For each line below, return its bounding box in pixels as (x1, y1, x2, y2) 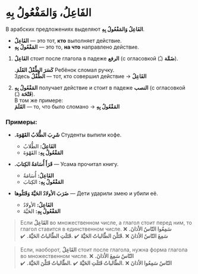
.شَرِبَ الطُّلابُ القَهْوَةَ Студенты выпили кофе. (14, 131, 122, 139)
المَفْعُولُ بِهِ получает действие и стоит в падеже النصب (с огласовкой (14, 84, 186, 91)
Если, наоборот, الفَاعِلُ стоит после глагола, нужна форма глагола (20, 246, 188, 253)
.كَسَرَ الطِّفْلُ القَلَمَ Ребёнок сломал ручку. (14, 66, 115, 74)
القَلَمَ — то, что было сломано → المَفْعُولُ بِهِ (14, 103, 120, 110)
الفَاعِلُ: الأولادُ (23, 202, 54, 209)
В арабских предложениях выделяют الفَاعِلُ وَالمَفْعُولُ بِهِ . (5, 26, 145, 33)
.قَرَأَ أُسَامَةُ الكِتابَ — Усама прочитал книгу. (14, 161, 119, 168)
